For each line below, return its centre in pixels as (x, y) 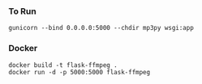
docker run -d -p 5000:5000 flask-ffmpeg (80, 72)
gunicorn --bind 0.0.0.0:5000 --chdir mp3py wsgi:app (101, 28)
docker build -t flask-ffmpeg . (63, 65)
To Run (22, 11)
